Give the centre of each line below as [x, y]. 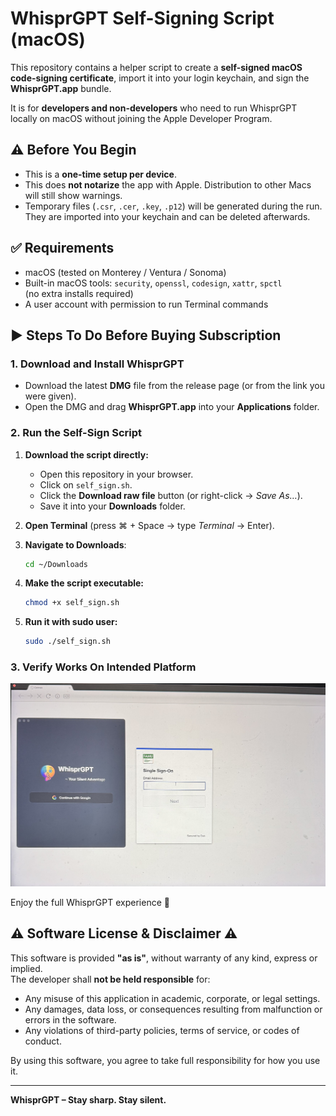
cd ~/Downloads [56, 564]
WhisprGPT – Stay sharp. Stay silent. [88, 1099]
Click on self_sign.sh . [86, 484]
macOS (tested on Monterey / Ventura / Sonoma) [125, 272]
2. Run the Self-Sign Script [76, 433]
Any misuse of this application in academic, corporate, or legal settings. [172, 998]
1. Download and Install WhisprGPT [97, 364]
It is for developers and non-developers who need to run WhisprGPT [154, 108]
